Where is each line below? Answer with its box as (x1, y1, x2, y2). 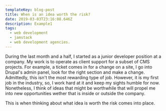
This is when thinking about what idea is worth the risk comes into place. (5, 100, 155, 106)
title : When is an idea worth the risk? (5, 12, 91, 17)
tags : (5, 26, 16, 31)
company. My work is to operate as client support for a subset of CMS (5, 58, 150, 65)
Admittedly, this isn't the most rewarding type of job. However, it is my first (5, 74, 159, 80)
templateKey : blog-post (5, 7, 55, 12)
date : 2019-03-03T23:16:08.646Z (5, 16, 72, 21)
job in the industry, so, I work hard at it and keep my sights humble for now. (5, 80, 160, 86)
